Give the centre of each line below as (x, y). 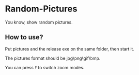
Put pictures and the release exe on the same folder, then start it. (70, 49)
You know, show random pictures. (39, 22)
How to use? (24, 37)
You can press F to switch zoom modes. (45, 67)
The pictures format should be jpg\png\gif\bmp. (53, 58)
